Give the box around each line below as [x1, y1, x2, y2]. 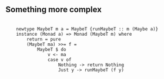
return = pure [26, 36, 61, 42]
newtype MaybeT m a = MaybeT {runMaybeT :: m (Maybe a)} [16, 26, 159, 32]
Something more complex [5, 5, 102, 15]
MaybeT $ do [36, 46, 66, 52]
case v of [47, 57, 72, 63]
